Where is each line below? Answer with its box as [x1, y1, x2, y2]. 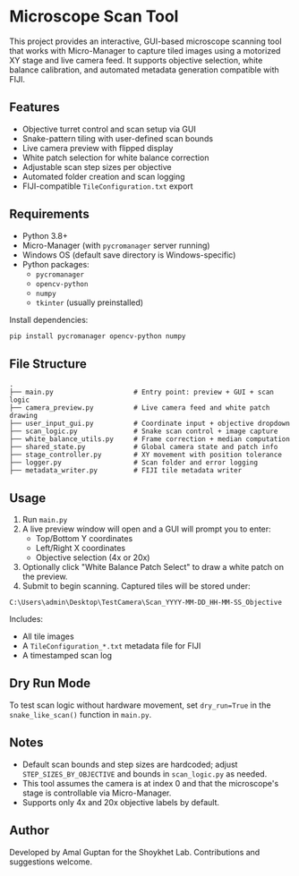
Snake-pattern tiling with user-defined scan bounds [21, 132, 213, 144]
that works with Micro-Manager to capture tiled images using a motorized [9, 45, 281, 55]
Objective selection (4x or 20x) [35, 552, 150, 563]
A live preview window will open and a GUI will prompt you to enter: [21, 523, 271, 534]
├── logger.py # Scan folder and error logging [9, 458, 258, 467]
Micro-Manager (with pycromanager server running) [21, 240, 210, 251]
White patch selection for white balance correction [21, 152, 209, 163]
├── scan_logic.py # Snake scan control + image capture [9, 427, 278, 436]
